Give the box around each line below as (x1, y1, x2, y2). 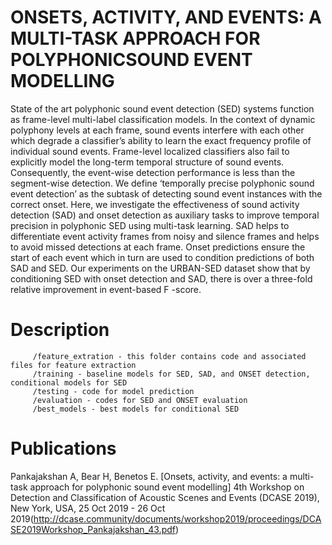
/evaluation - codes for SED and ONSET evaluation (32, 395, 248, 405)
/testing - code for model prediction (32, 386, 195, 396)
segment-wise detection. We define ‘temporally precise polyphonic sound (10, 177, 315, 189)
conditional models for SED (10, 377, 128, 388)
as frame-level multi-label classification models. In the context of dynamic (10, 113, 316, 125)
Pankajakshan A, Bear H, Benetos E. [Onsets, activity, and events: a (10, 470, 288, 482)
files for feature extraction (10, 360, 137, 370)
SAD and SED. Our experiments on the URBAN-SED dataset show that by (10, 262, 311, 274)
